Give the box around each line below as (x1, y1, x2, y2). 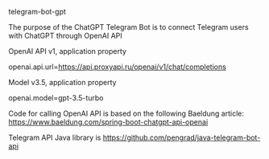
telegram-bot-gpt (8, 7, 67, 16)
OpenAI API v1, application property (8, 47, 127, 55)
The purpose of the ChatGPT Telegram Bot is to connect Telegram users (8, 22, 249, 31)
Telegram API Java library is (8, 132, 101, 142)
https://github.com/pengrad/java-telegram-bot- (102, 132, 261, 142)
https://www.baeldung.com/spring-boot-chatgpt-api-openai (8, 117, 209, 127)
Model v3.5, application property (8, 78, 117, 87)
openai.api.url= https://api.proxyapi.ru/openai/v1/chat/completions (8, 62, 227, 71)
